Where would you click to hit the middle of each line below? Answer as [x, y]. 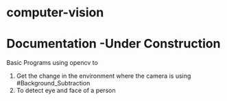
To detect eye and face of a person [66, 91]
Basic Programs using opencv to [52, 63]
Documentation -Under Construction [113, 44]
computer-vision [55, 13]
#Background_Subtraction [53, 83]
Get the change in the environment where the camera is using [104, 76]
